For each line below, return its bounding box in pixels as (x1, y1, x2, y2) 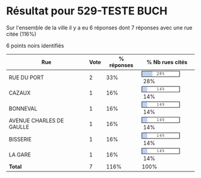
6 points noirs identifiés (6, 42, 65, 49)
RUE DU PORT (8, 74, 44, 82)
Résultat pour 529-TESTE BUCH (6, 4, 167, 18)
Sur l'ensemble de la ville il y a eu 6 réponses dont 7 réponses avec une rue (6, 24, 193, 31)
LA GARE (8, 151, 31, 158)
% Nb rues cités (146, 58, 188, 65)
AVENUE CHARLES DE (8, 117, 64, 124)
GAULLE (8, 123, 30, 131)
